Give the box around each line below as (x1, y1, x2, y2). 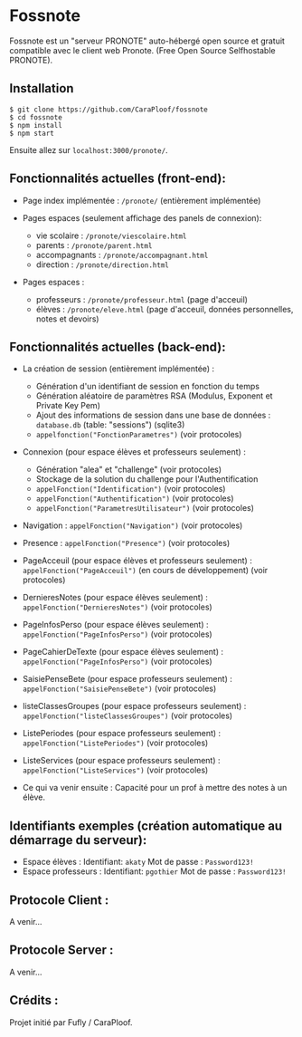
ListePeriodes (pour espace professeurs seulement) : (22, 728, 222, 739)
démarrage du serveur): (9, 832, 147, 848)
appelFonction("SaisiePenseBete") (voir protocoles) (22, 683, 217, 694)
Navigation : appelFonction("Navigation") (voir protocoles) (22, 520, 243, 531)
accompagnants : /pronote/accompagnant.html (35, 249, 209, 260)
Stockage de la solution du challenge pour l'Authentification (35, 474, 259, 485)
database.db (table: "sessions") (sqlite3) (35, 419, 185, 430)
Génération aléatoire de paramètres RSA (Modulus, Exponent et (35, 390, 273, 401)
